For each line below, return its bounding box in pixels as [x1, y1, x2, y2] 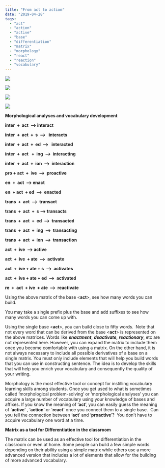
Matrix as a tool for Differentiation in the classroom [5, 427, 111, 433]
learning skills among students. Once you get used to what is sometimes [5, 386, 152, 392]
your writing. [5, 371, 31, 377]
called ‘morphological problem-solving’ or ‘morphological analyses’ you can [5, 391, 159, 397]
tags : [5, 16, 16, 21]
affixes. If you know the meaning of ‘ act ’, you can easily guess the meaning [5, 401, 158, 407]
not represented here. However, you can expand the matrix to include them [5, 340, 157, 346]
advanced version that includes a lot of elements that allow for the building [5, 452, 156, 458]
